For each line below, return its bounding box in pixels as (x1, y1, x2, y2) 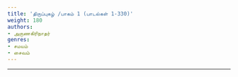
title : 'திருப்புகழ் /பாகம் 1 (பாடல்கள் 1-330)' (7, 10, 133, 17)
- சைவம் (7, 50, 30, 57)
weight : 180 (7, 17, 42, 24)
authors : (7, 23, 33, 30)
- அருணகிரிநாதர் (7, 29, 51, 37)
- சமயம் (7, 43, 28, 50)
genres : (7, 36, 30, 43)
